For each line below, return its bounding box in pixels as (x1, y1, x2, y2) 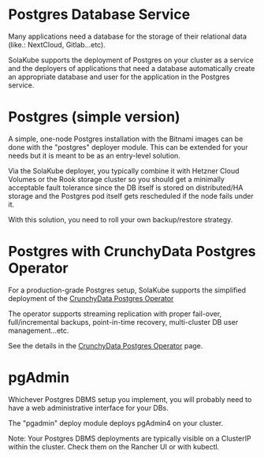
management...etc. (8, 326, 69, 335)
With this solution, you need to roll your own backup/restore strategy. (8, 214, 233, 224)
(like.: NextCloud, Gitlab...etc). (8, 39, 106, 49)
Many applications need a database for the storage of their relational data (8, 32, 247, 41)
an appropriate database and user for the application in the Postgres (8, 72, 230, 81)
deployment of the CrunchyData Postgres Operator (8, 293, 174, 303)
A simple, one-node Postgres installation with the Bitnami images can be (8, 134, 244, 143)
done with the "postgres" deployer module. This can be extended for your (8, 142, 248, 151)
